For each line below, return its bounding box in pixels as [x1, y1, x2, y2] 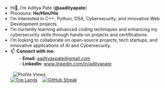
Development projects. [10, 21, 58, 27]
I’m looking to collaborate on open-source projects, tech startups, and [10, 37, 158, 43]
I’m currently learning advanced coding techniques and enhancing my [10, 26, 158, 32]
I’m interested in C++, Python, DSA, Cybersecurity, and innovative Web [10, 16, 160, 21]
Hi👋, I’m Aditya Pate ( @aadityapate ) [10, 5, 87, 11]
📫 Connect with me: [10, 48, 55, 54]
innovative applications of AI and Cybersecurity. [10, 42, 111, 48]
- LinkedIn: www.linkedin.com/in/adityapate [19, 61, 112, 67]
